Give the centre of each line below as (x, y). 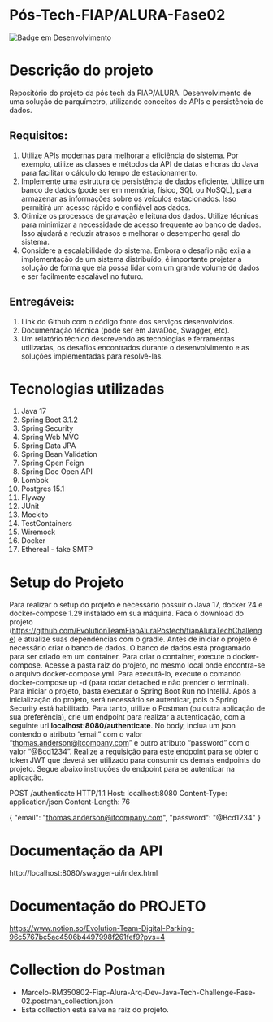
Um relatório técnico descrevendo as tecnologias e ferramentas (128, 338)
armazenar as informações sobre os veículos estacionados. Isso (128, 198)
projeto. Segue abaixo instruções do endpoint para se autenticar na (122, 769)
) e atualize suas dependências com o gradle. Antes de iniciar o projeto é (135, 639)
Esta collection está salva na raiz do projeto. (95, 1010)
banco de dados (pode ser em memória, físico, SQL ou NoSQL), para (136, 189)
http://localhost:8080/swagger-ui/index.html (84, 873)
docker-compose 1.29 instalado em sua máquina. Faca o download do (127, 613)
